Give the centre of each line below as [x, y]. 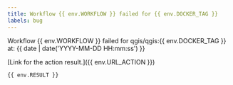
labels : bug [25, 21]
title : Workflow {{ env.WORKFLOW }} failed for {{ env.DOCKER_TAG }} [113, 14]
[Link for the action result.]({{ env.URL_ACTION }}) [81, 62]
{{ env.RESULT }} [33, 75]
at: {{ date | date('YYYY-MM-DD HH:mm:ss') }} [76, 48]
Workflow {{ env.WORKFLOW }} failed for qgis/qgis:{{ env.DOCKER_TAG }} [117, 40]
